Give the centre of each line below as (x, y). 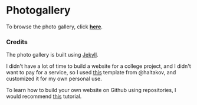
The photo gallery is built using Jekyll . (52, 55)
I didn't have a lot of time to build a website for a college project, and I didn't (98, 66)
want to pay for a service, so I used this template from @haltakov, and (91, 73)
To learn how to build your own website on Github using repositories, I (91, 90)
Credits (17, 42)
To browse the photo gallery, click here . (55, 27)
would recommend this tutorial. (44, 96)
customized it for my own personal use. (54, 79)
